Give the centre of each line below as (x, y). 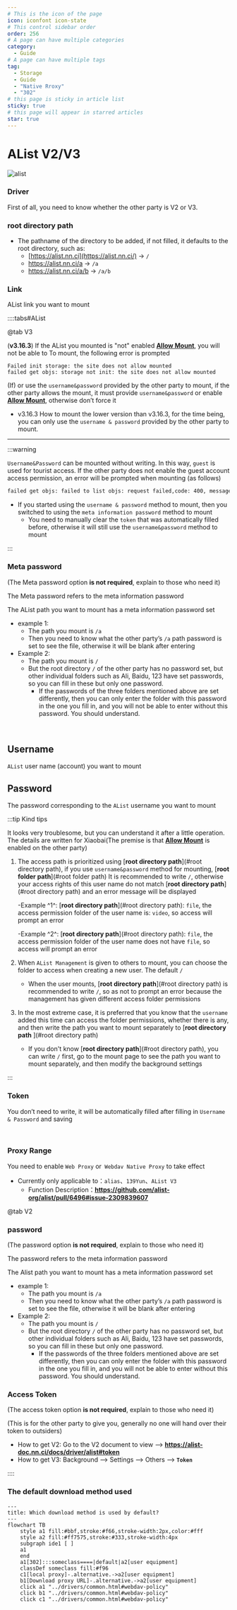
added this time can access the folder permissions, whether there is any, (123, 1020)
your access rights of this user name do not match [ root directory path (121, 884)
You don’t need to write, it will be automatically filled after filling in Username (116, 1111)
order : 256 (23, 34)
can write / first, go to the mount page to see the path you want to (124, 1057)
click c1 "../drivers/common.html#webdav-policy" (95, 1599)
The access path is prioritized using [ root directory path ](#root (110, 862)
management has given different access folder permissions (114, 999)
